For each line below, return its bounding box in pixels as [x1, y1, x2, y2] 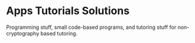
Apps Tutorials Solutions [6, 4, 130, 18]
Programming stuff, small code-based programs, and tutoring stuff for [6, 24, 177, 31]
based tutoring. [40, 29, 78, 37]
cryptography [6, 29, 40, 37]
